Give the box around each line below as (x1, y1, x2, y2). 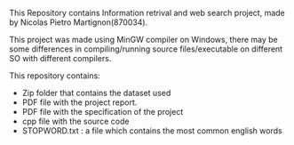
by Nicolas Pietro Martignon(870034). (9, 17, 148, 28)
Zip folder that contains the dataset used (21, 88, 171, 98)
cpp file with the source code (21, 116, 130, 126)
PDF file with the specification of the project (21, 107, 184, 117)
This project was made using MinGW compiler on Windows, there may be (9, 35, 278, 44)
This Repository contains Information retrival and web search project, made (9, 8, 286, 18)
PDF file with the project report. (21, 97, 138, 108)
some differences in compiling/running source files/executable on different (9, 44, 282, 54)
